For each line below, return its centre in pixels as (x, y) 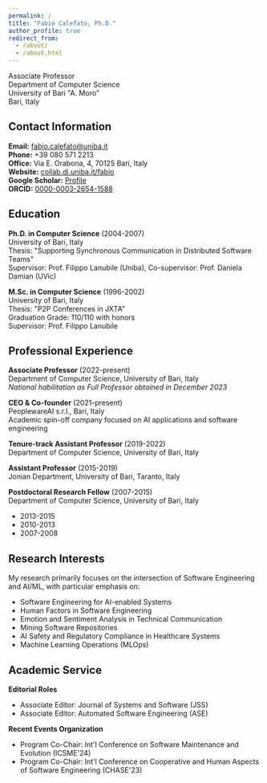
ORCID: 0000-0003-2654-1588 (61, 189)
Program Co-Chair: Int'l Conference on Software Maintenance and (129, 744)
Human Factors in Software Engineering (86, 610)
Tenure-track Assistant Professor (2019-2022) (87, 444)
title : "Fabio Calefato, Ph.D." (62, 23)
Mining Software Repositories (69, 628)
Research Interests (57, 559)
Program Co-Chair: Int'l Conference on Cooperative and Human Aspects (140, 762)
